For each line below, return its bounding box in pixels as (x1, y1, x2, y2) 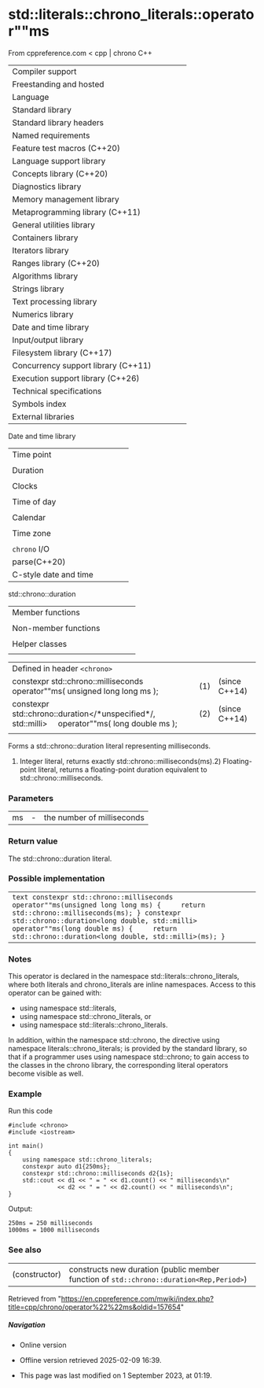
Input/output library (12, 334, 84, 345)
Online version (19, 1340, 67, 1349)
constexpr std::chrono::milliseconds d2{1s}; (22, 1170, 174, 1178)
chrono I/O (12, 543, 49, 554)
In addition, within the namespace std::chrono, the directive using (8, 1035, 220, 1045)
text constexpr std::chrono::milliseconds (12, 892, 174, 902)
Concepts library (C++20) (12, 168, 108, 179)
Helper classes (12, 638, 68, 649)
